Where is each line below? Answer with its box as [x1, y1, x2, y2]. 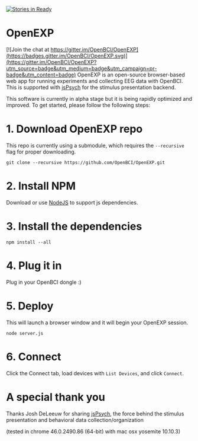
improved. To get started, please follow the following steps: [6, 101, 151, 108]
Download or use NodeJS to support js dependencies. [6, 199, 138, 206]
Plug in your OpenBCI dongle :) [6, 279, 82, 286]
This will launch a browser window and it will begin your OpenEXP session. [6, 319, 189, 326]
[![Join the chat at [6, 46, 50, 53]
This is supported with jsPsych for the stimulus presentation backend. [6, 84, 176, 91]
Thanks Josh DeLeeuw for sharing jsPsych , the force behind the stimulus [6, 410, 184, 417]
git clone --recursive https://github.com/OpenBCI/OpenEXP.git [6, 159, 165, 165]
